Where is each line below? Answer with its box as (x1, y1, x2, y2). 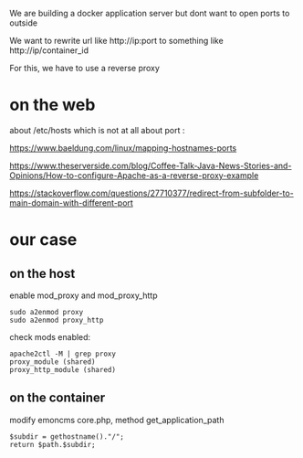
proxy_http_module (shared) (9, 365, 117, 374)
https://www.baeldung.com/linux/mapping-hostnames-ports (9, 142, 237, 154)
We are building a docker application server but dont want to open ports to (9, 8, 290, 18)
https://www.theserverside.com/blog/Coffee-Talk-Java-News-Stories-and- (9, 160, 292, 171)
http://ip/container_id (9, 45, 89, 56)
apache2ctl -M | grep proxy (9, 349, 117, 358)
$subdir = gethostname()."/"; (9, 431, 125, 442)
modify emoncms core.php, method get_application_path (9, 414, 225, 425)
